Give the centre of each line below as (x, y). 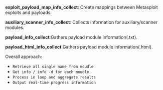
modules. (15, 27)
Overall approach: (24, 56)
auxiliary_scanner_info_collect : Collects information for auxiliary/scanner (81, 22)
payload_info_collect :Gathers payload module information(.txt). (71, 37)
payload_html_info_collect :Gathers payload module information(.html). (79, 47)
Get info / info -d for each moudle (51, 72)
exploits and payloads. (28, 12)
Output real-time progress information (54, 82)
